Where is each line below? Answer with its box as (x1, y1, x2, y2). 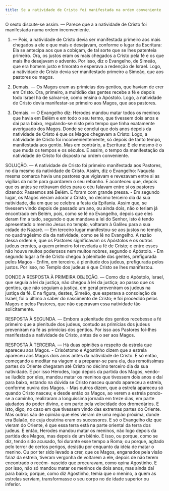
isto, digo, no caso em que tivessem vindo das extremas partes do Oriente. (5, 406, 161, 412)
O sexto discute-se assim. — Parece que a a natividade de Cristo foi (5, 21, 147, 27)
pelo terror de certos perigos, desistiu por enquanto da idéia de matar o (5, 444, 154, 450)
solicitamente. (5, 306, 34, 312)
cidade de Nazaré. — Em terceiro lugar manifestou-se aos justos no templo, (5, 227, 163, 233)
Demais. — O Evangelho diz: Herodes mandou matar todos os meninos (12, 110, 160, 116)
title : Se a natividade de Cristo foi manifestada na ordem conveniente (5, 7, 161, 13)
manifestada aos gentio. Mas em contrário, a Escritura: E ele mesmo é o (12, 142, 162, 148)
